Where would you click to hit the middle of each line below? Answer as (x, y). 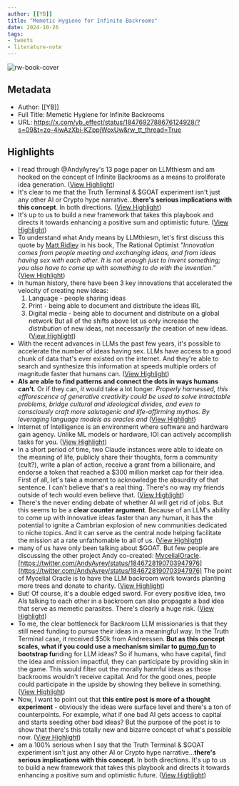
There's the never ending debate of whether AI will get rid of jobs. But (120, 502)
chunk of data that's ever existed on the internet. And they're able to (118, 358)
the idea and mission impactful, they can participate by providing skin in (123, 661)
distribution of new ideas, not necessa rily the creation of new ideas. (128, 328)
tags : (15, 34)
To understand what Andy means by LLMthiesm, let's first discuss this (121, 237)
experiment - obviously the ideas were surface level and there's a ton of (124, 707)
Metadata (29, 90)
